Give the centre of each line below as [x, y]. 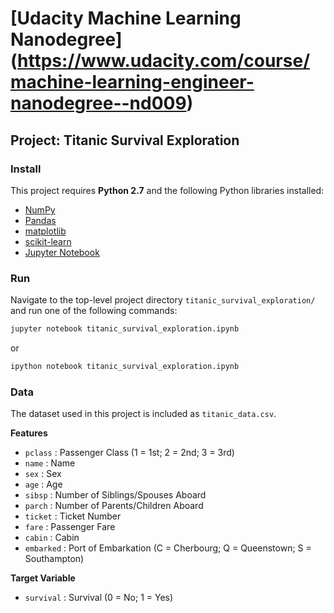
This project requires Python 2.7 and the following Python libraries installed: [167, 190]
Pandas [40, 220]
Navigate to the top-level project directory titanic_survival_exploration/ [163, 300]
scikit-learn [48, 241]
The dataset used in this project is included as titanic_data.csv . [143, 414]
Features [29, 433]
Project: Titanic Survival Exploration [125, 140]
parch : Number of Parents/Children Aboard [114, 506]
